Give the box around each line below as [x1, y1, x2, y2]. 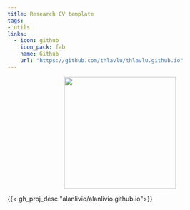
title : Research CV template [7, 10, 94, 18]
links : [7, 30, 27, 38]
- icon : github [14, 37, 59, 44]
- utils [7, 24, 31, 31]
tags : [7, 17, 24, 24]
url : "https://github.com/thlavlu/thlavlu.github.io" [20, 57, 184, 64]
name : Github [20, 51, 59, 58]
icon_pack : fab [20, 44, 66, 51]
